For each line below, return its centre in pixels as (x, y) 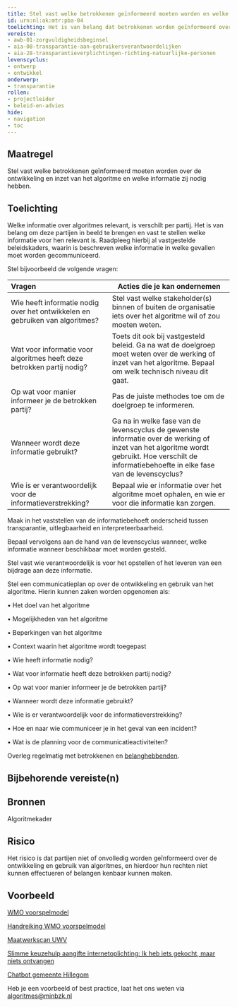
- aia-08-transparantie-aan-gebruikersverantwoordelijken (94, 47)
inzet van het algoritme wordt (160, 448)
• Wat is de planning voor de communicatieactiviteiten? (87, 742)
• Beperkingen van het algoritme (55, 633)
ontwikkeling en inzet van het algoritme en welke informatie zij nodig (107, 179)
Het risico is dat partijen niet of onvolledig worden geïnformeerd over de (112, 858)
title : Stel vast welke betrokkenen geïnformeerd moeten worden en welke (118, 14)
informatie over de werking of (161, 439)
